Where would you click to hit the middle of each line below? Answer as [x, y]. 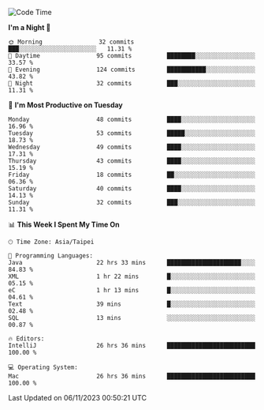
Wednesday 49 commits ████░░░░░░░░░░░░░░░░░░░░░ [132, 147]
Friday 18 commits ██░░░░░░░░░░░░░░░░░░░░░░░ [132, 175]
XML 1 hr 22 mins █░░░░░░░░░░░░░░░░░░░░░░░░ [132, 276]
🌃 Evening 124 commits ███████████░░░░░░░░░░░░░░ [132, 70]
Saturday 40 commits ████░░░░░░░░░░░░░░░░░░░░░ [132, 189]
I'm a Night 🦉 [30, 27]
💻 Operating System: [43, 367]
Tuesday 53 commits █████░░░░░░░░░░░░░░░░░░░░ [132, 134]
